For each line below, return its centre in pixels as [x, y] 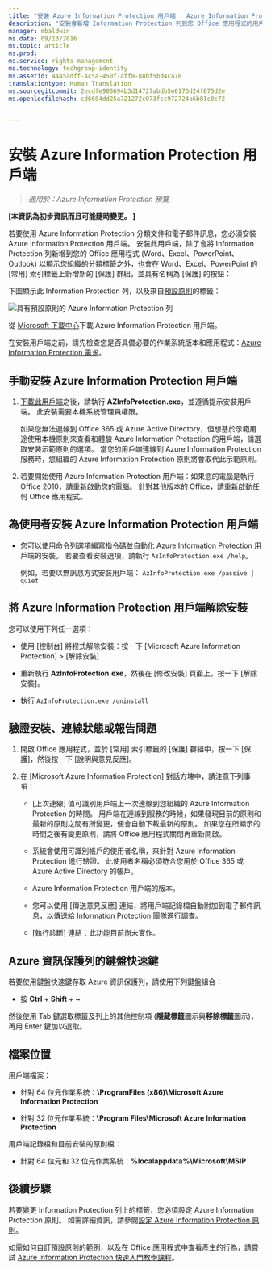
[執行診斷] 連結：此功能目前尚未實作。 [96, 933]
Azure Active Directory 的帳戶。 [85, 871]
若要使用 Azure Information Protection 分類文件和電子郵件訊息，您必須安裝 [132, 233]
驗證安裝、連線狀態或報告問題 [83, 728]
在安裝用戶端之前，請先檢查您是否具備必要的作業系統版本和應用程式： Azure [135, 343]
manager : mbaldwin [39, 31]
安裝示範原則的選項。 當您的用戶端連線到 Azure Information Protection [144, 449]
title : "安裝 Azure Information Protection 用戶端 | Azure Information [128, 16]
